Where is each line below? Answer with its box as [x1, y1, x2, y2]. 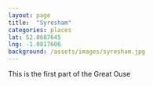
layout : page [8, 11, 51, 20]
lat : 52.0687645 [8, 33, 61, 41]
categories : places [8, 26, 72, 34]
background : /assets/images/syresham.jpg [8, 48, 146, 56]
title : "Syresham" [8, 19, 72, 27]
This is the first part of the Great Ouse [8, 70, 131, 78]
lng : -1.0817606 [8, 41, 61, 48]
